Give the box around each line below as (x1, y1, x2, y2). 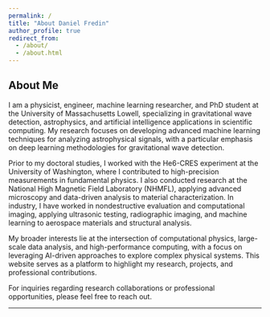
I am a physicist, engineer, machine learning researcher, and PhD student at (8, 100, 259, 109)
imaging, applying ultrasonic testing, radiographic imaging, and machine (8, 209, 247, 219)
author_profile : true (8, 26, 81, 35)
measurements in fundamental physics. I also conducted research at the (8, 175, 247, 185)
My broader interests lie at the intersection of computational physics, (8, 234, 237, 243)
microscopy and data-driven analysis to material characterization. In (8, 192, 235, 201)
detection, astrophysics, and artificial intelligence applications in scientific (8, 117, 253, 127)
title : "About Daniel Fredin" (8, 19, 110, 27)
